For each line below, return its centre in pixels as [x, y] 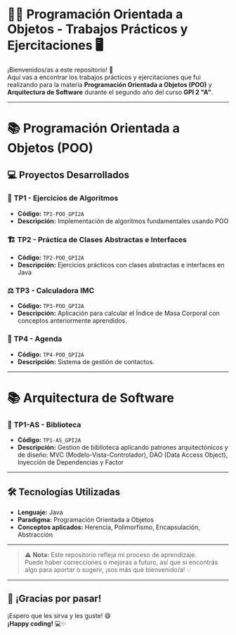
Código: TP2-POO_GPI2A [51, 258]
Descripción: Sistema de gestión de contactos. [86, 361]
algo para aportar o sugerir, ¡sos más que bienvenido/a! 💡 [108, 570]
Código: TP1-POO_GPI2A [51, 213]
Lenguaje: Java [40, 512]
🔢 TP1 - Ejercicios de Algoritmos [63, 198]
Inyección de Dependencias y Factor [71, 462]
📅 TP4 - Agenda [35, 339]
